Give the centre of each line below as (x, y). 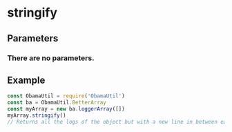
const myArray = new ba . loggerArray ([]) (66, 109)
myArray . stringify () (37, 115)
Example (26, 80)
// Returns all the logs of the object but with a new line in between (112, 122)
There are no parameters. (51, 58)
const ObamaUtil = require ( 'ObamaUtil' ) (66, 96)
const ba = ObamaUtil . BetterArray (57, 103)
